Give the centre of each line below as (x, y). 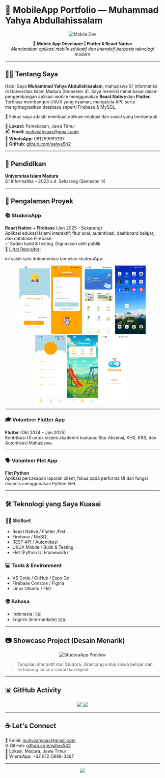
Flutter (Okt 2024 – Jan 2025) (36, 432)
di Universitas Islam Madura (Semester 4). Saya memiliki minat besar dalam (82, 91)
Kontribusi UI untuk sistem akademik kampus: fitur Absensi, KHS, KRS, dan (81, 437)
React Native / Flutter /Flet (39, 531)
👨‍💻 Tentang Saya (32, 74)
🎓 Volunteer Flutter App (35, 420)
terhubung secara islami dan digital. (53, 670)
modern (82, 54)
